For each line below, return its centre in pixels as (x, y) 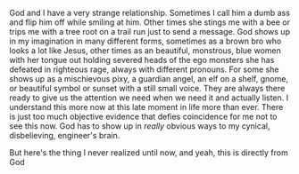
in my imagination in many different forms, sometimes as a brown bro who (145, 41)
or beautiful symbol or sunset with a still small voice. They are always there (147, 88)
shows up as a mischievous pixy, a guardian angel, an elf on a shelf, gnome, (149, 79)
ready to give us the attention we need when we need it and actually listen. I (149, 98)
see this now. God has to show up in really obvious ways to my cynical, (140, 126)
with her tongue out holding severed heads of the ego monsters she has (142, 60)
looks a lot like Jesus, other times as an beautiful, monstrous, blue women (145, 51)
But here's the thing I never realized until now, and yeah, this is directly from (149, 153)
